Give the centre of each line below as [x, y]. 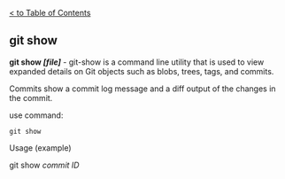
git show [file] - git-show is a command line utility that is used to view [137, 62]
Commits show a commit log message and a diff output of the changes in [142, 89]
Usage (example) [40, 148]
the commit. [31, 97]
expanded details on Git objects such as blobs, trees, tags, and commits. [142, 71]
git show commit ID [44, 165]
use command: [36, 115]
